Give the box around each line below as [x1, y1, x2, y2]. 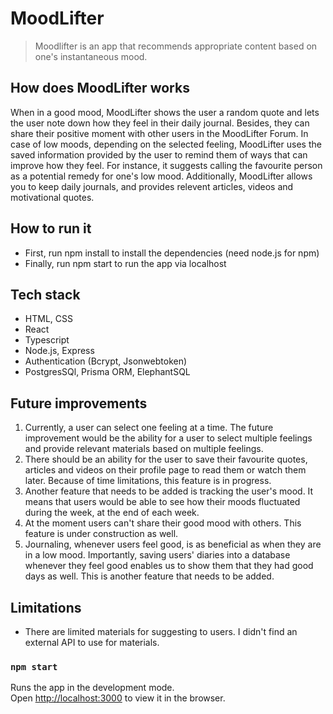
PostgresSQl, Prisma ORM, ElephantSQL [24, 366, 191, 378]
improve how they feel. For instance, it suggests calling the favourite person [10, 159, 323, 171]
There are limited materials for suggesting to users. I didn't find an [24, 626, 298, 637]
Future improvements [10, 395, 148, 412]
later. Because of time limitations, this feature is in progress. [24, 475, 272, 487]
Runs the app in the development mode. [10, 682, 175, 694]
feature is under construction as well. [24, 528, 179, 540]
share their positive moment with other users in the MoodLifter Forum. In [10, 127, 309, 139]
